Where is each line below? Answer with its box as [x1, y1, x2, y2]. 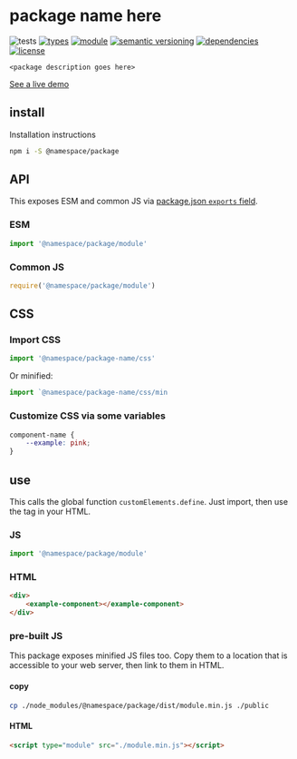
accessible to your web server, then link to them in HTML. [9, 660, 225, 671]
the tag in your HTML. [9, 506, 91, 517]
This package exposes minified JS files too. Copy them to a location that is [9, 650, 288, 661]
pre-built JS [9, 629, 63, 642]
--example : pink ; [25, 439, 91, 448]
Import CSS [9, 333, 62, 346]
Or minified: [9, 370, 53, 381]
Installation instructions [9, 129, 97, 140]
